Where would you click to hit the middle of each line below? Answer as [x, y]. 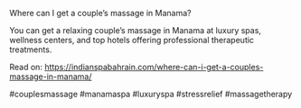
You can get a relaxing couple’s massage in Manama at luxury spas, [136, 30]
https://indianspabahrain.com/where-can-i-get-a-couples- [154, 67]
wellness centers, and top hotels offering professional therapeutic [132, 40]
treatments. [31, 49]
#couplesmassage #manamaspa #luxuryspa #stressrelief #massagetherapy [151, 94]
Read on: [26, 67]
